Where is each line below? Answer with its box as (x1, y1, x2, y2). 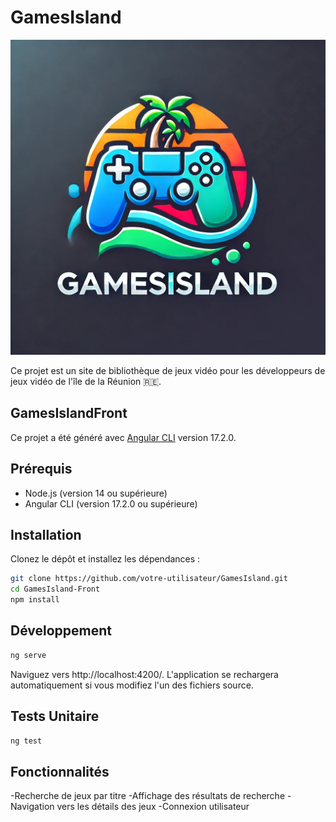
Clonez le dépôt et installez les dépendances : (10, 553, 201, 565)
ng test (10, 736, 43, 746)
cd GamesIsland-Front (10, 584, 101, 595)
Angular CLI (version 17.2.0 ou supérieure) (24, 497, 198, 510)
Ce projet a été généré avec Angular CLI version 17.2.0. (10, 431, 237, 443)
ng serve (10, 650, 47, 660)
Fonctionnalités (10, 763, 110, 780)
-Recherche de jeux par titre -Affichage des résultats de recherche (10, 790, 286, 802)
